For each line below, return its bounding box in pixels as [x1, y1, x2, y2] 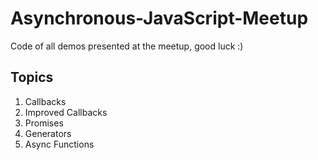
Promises [24, 117, 64, 129]
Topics [10, 69, 54, 86]
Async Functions [24, 138, 95, 150]
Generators [24, 127, 72, 139]
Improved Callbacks [24, 106, 108, 118]
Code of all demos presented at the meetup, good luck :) [10, 40, 244, 52]
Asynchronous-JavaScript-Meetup [10, 7, 309, 30]
